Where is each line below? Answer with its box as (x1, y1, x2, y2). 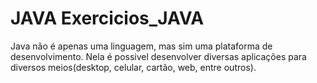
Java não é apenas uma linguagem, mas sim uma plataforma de (10, 40, 273, 52)
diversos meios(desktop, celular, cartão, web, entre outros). (10, 61, 257, 73)
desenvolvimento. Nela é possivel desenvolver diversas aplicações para (10, 50, 307, 62)
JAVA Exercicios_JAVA (10, 7, 205, 30)
